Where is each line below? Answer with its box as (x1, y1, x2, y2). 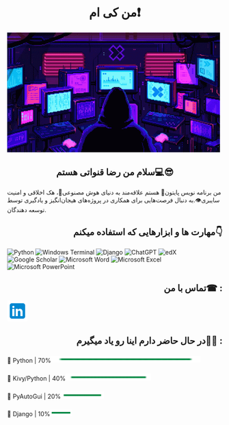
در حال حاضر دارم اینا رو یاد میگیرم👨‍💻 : (76, 335, 223, 346)
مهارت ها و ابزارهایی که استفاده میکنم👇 (72, 227, 223, 238)
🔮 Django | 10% (7, 410, 51, 418)
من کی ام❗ (88, 5, 142, 21)
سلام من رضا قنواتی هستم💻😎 (55, 166, 174, 178)
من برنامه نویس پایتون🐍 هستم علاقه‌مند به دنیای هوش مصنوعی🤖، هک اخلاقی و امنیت (7, 188, 221, 196)
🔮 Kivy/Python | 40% (7, 374, 66, 383)
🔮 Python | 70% (7, 356, 51, 364)
